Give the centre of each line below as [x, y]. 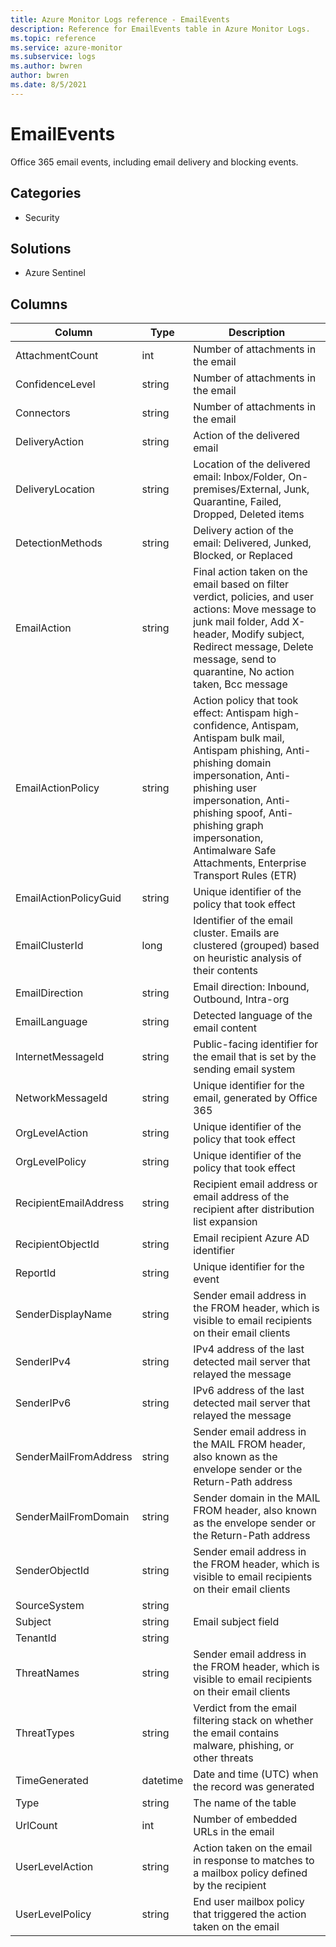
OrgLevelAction [52, 1133]
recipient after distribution [254, 1209]
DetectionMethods [59, 543]
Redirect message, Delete [253, 647]
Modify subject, [268, 634]
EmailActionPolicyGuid [68, 898]
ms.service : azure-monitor [66, 47]
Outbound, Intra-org [241, 999]
